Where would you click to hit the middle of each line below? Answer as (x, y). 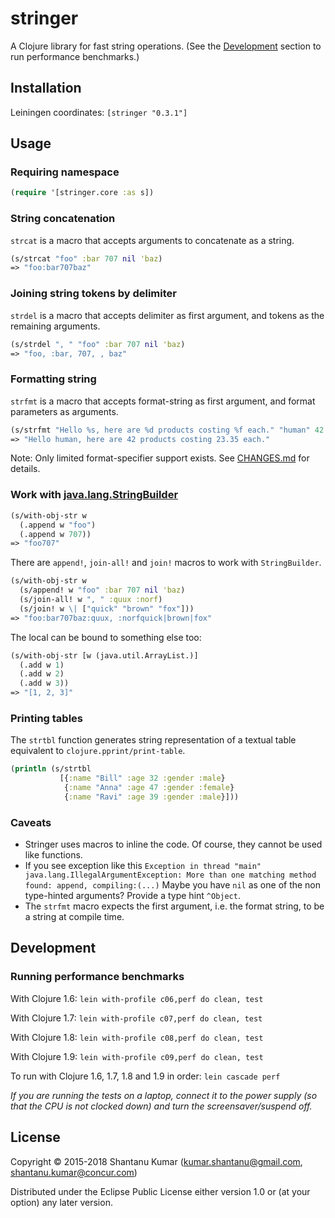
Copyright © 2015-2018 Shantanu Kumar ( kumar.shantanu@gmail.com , (156, 1161)
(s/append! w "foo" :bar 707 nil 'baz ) (102, 590)
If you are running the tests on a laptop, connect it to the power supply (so (164, 1095)
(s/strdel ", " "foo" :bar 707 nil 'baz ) (98, 344)
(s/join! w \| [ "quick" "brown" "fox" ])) (107, 608)
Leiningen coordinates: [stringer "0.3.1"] (99, 112)
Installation (46, 88)
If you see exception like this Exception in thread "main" (143, 866)
